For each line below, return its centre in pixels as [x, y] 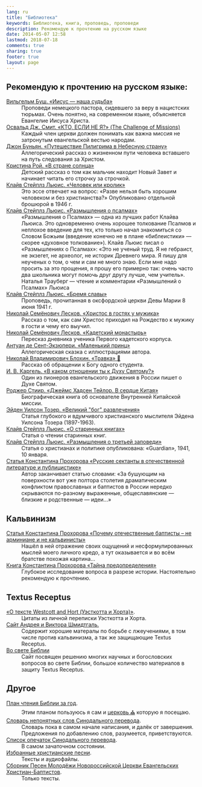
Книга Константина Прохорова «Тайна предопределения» [81, 565]
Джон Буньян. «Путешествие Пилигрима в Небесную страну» [87, 146]
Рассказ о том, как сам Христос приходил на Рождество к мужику [108, 320]
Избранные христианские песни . [49, 753]
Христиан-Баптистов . [34, 772]
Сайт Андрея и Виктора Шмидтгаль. [53, 624]
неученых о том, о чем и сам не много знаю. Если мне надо [99, 262]
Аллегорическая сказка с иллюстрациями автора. [87, 352]
